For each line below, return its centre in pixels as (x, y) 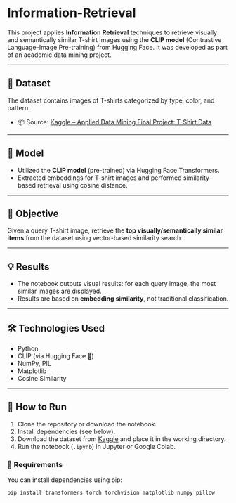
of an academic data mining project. (59, 55)
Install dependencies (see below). (66, 431)
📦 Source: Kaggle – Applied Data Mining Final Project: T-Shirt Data (114, 122)
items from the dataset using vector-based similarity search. (95, 238)
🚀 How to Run (37, 407)
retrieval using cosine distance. (83, 185)
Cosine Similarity (42, 378)
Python (28, 348)
